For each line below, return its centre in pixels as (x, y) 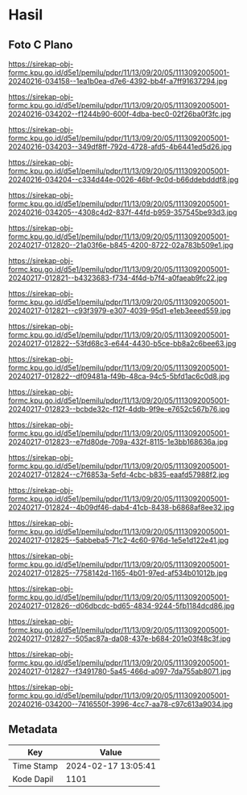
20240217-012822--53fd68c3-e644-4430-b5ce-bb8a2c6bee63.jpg (122, 343)
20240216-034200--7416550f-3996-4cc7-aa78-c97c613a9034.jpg (121, 704)
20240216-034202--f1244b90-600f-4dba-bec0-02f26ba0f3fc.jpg (120, 114)
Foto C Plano (41, 45)
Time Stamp (35, 766)
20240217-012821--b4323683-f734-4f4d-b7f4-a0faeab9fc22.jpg (118, 278)
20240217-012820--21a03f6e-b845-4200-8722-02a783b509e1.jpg (121, 245)
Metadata (33, 729)
